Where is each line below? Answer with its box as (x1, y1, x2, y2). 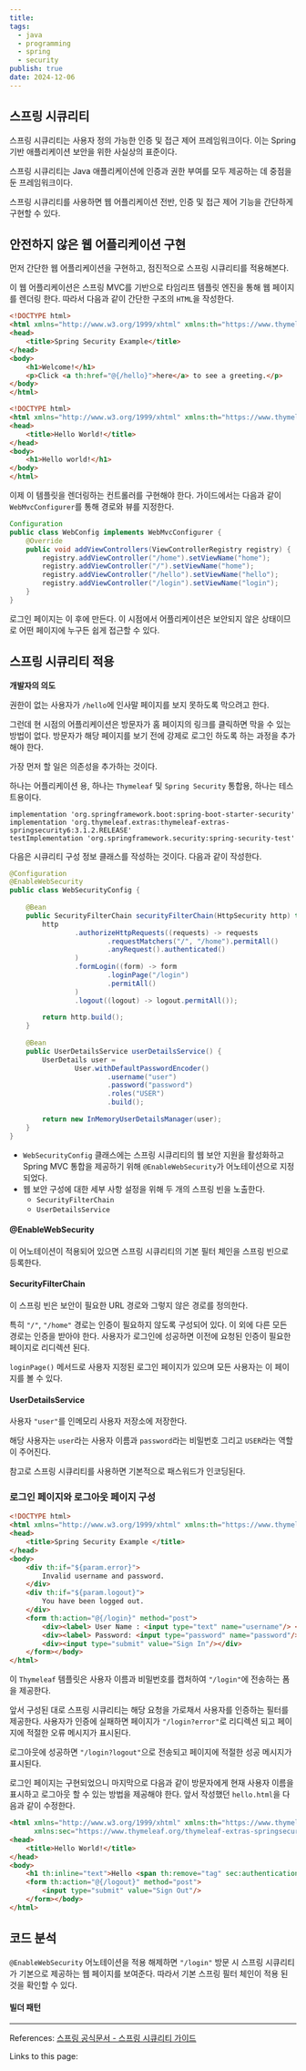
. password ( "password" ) (107, 1081, 194, 1090)
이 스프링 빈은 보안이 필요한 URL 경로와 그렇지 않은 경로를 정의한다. (9, 1300, 249, 1311)
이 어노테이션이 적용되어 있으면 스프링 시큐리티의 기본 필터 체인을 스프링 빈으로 (9, 1245, 290, 1256)
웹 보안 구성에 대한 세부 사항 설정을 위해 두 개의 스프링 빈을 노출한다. (22, 1183, 266, 1194)
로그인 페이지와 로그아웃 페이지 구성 (9, 1491, 157, 1504)
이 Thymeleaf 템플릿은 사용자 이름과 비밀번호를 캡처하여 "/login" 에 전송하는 (9, 1674, 280, 1685)
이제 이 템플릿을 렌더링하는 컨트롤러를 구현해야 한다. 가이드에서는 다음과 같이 (9, 489, 282, 500)
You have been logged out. (42, 1597, 145, 1606)
